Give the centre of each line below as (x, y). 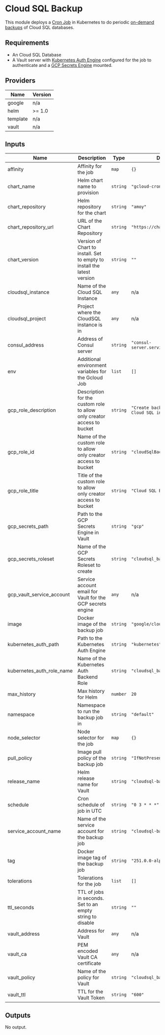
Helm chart (90, 180)
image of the (92, 624)
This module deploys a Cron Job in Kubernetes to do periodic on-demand (80, 22)
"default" (143, 714)
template (18, 118)
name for (88, 785)
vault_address (24, 934)
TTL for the (90, 992)
